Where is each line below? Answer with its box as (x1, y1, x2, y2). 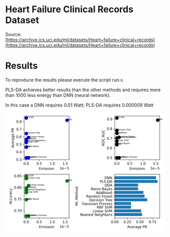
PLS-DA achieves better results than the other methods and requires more (5, 87, 161, 93)
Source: (5, 31, 22, 37)
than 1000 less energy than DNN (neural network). (5, 92, 111, 98)
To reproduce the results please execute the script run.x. (5, 76, 125, 83)
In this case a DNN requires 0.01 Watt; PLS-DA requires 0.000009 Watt (5, 102, 154, 108)
